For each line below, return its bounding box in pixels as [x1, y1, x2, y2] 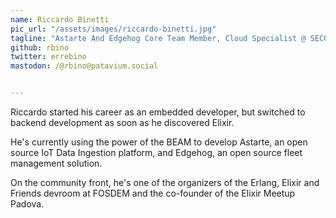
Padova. [10, 198, 45, 210]
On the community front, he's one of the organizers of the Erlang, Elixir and [10, 177, 320, 188]
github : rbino [10, 42, 70, 53]
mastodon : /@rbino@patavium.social [10, 61, 159, 71]
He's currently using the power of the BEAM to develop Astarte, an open [10, 136, 308, 148]
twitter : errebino [10, 52, 87, 62]
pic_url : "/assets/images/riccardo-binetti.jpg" [10, 24, 217, 34]
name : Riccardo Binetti [10, 14, 110, 25]
